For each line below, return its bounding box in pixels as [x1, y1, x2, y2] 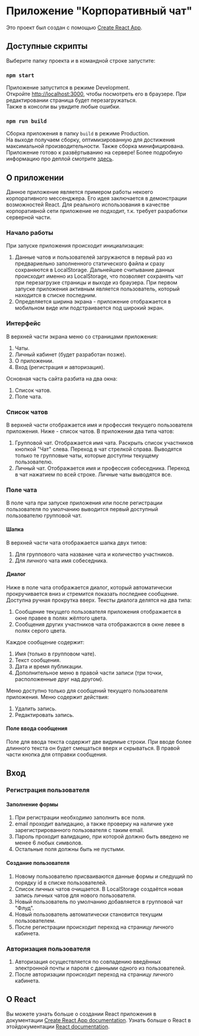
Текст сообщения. [14, 656, 61, 663]
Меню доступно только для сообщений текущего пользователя [6, 687, 168, 694]
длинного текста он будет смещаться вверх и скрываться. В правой [6, 744, 180, 752]
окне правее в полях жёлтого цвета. [14, 614, 108, 621]
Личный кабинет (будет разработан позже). [14, 351, 127, 358]
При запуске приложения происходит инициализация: [6, 242, 144, 249]
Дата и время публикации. [14, 663, 83, 670]
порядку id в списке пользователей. [14, 879, 107, 886]
